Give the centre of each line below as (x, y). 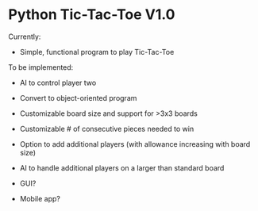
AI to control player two (58, 82)
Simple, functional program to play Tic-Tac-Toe (97, 52)
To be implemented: (41, 67)
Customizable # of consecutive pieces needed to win (107, 129)
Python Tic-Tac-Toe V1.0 (92, 15)
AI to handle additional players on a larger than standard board (122, 167)
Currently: (25, 36)
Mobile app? (40, 198)
